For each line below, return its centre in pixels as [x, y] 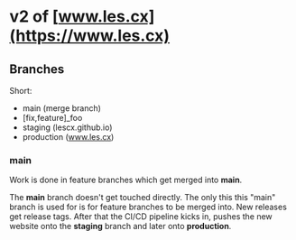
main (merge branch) [62, 108]
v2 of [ [34, 17]
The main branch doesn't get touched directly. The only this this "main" [143, 198]
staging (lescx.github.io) [67, 127]
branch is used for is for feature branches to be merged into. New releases [148, 207]
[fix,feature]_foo [52, 118]
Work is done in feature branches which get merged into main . [126, 180]
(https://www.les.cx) [89, 36]
